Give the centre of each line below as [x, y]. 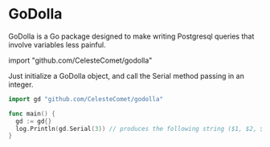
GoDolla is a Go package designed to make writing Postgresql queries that [131, 36]
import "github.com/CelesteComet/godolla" [80, 60]
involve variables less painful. [57, 44]
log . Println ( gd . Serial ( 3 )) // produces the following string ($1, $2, [136, 129]
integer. [21, 84]
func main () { [32, 113]
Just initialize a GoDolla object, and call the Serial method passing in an [127, 76]
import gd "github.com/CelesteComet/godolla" [86, 99]
